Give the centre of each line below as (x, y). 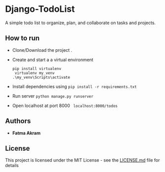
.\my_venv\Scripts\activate (41, 77)
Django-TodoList (40, 9)
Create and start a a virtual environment (53, 60)
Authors (18, 121)
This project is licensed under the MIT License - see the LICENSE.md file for (82, 160)
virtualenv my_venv (35, 73)
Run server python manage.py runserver (53, 96)
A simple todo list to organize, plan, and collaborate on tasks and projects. (81, 23)
